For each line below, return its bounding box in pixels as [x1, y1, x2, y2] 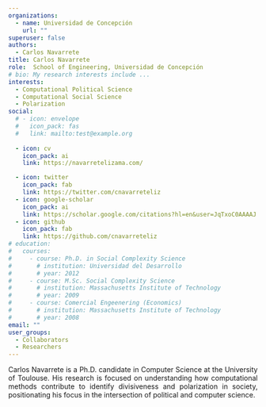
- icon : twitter [15, 174, 69, 182]
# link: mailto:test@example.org [15, 129, 133, 137]
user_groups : [8, 328, 51, 336]
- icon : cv [15, 144, 51, 152]
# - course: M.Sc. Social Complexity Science [8, 277, 176, 285]
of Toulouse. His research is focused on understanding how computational [8, 374, 258, 383]
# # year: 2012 [8, 269, 80, 278]
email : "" [8, 321, 41, 329]
